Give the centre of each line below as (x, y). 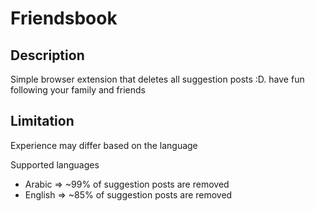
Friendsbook (64, 18)
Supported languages (55, 164)
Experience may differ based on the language (104, 145)
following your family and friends (78, 90)
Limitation (42, 121)
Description (47, 55)
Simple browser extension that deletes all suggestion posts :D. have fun (157, 79)
